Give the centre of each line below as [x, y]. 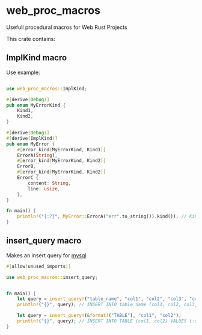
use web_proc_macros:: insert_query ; [52, 277]
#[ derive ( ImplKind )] [32, 138]
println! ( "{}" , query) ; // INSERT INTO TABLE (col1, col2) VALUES [102, 321]
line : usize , [44, 189]
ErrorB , [26, 166]
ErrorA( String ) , [38, 155]
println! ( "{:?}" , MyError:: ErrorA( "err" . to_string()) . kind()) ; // [102, 217]
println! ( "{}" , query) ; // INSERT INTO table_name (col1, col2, [99, 305]
